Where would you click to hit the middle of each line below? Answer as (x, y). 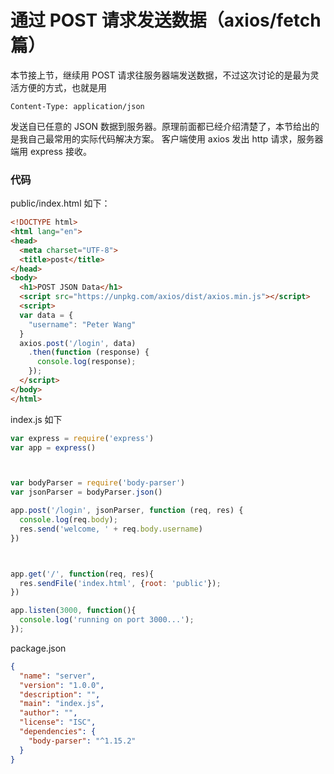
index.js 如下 (36, 419)
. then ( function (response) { (89, 352)
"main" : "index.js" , (62, 704)
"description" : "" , (60, 694)
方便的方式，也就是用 (62, 87)
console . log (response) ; (86, 362)
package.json (38, 648)
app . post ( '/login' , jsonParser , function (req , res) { (127, 511)
